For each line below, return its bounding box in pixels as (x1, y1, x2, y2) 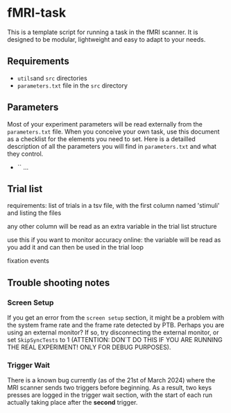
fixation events (7, 257, 50, 265)
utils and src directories (17, 74, 88, 82)
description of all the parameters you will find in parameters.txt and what (7, 142, 217, 150)
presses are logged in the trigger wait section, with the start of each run (7, 391, 213, 399)
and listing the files (7, 209, 62, 217)
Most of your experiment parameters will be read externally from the (7, 120, 203, 128)
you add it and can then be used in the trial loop (7, 243, 144, 252)
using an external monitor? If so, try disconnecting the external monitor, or (7, 328, 219, 337)
